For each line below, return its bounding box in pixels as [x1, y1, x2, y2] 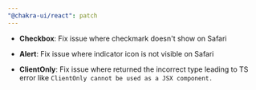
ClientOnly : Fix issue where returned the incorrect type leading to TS [18, 65, 249, 74]
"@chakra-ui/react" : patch [7, 11, 98, 20]
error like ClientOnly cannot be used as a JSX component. [18, 72, 213, 82]
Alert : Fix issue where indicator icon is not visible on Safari [18, 49, 214, 58]
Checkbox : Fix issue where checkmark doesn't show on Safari [18, 33, 227, 43]
